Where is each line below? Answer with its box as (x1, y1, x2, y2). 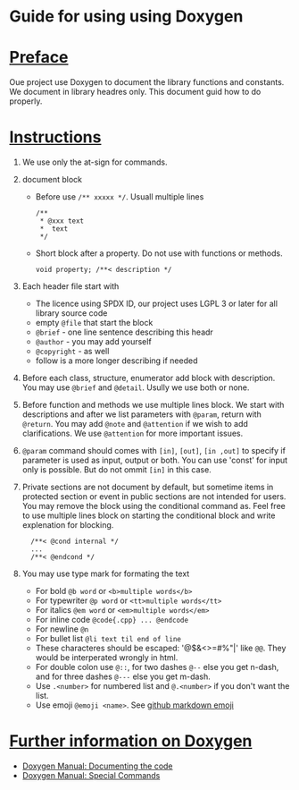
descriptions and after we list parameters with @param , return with (21, 409, 262, 420)
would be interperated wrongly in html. (35, 652, 179, 663)
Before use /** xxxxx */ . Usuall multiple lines (35, 191, 204, 202)
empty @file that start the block (35, 318, 154, 328)
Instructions (9, 127, 102, 148)
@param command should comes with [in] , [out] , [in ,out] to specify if (21, 446, 286, 456)
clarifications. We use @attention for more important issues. (21, 428, 244, 439)
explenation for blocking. (21, 520, 114, 531)
